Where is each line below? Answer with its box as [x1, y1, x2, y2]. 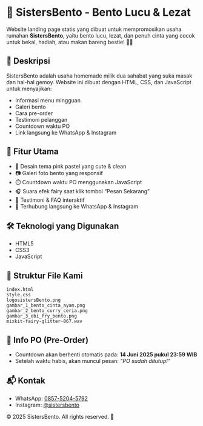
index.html [6, 287, 34, 293]
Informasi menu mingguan [15, 96, 81, 104]
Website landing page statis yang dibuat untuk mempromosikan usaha [6, 25, 182, 33]
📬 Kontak [6, 376, 45, 386]
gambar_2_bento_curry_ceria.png [6, 308, 88, 314]
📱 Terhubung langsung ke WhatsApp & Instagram [15, 202, 139, 210]
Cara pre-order [15, 109, 53, 117]
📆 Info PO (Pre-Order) [6, 334, 89, 345]
